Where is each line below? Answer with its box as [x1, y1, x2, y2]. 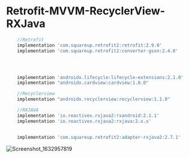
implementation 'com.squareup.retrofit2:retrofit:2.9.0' [17, 42, 163, 48]
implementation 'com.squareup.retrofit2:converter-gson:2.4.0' [17, 48, 179, 54]
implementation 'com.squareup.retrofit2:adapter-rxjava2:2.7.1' [17, 134, 181, 140]
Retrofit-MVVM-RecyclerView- [6, 4, 166, 18]
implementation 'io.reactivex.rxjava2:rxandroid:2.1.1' [17, 113, 160, 118]
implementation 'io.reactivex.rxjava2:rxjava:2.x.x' [17, 118, 152, 124]
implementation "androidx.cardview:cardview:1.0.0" [17, 80, 149, 86]
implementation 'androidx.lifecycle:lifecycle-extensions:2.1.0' [17, 74, 184, 80]
